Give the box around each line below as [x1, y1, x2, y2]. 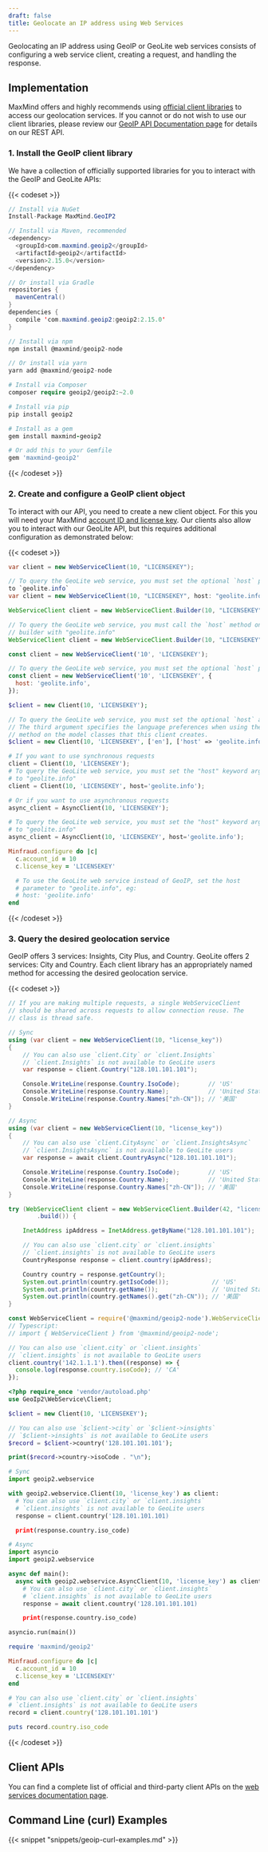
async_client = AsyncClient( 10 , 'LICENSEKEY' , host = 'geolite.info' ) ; [8, 833, 245, 841]
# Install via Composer [8, 381, 88, 390]
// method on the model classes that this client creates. [8, 730, 209, 738]
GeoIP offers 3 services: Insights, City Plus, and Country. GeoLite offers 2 [8, 952, 250, 961]
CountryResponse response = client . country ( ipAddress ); [22, 1256, 213, 1264]
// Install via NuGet [8, 205, 81, 213]
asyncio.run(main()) [8, 1628, 77, 1636]
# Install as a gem [8, 425, 73, 433]
